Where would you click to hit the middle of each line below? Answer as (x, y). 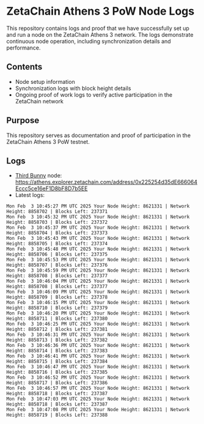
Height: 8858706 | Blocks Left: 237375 (57, 255)
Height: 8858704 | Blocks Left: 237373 (57, 233)
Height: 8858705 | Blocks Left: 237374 (57, 244)
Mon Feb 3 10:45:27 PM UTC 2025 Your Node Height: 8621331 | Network (98, 206)
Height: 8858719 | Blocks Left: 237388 (57, 415)
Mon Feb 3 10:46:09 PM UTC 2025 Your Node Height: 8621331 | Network (98, 292)
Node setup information (45, 81)
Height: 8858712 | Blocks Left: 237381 (57, 329)
